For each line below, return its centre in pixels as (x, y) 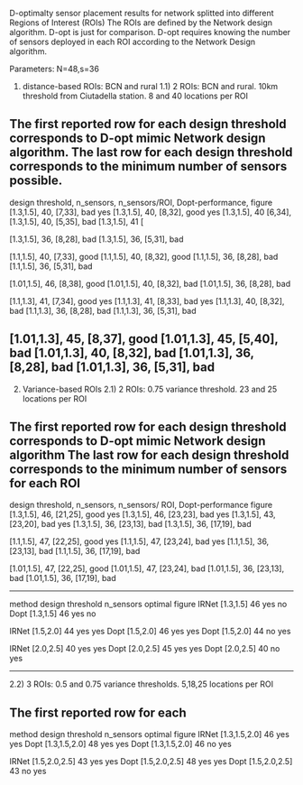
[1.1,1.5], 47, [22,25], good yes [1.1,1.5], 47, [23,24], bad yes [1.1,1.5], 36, (139, 541)
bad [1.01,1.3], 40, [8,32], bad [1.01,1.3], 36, (132, 353)
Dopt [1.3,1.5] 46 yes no (53, 614)
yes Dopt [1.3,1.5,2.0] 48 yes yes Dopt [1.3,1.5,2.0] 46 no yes (120, 744)
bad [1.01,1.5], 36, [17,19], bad (63, 578)
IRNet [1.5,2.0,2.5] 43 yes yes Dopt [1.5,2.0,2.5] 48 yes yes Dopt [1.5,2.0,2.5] (151, 762)
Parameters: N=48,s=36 (54, 69)
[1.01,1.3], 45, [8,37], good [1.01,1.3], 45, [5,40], (144, 339)
